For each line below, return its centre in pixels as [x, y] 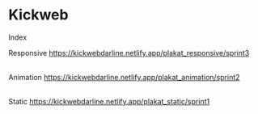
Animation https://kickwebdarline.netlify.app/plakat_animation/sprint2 [124, 77]
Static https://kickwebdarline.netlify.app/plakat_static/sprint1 [109, 101]
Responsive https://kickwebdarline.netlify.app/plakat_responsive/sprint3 [129, 53]
